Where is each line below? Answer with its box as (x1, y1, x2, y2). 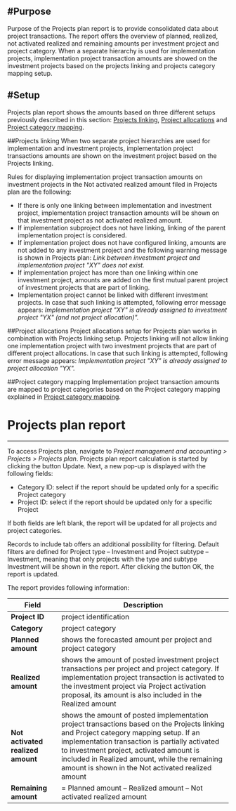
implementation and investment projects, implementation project (7, 144, 194, 152)
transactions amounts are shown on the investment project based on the (7, 151, 217, 160)
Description (123, 600, 164, 609)
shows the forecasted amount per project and (60, 635, 212, 645)
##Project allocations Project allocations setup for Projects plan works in (7, 327, 218, 335)
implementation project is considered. (17, 231, 128, 239)
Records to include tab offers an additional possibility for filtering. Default (7, 540, 219, 548)
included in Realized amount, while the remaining (60, 754, 223, 764)
